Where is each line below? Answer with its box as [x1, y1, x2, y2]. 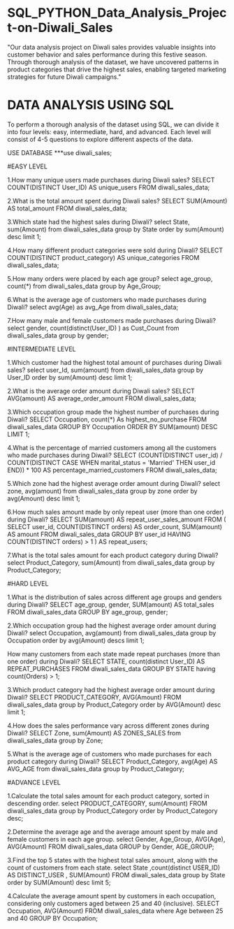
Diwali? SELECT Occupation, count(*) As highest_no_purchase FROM [7, 415, 207, 424]
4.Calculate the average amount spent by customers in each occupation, [7, 891, 217, 900]
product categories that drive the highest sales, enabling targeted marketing [7, 65, 227, 73]
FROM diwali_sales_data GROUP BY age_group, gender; [7, 607, 168, 616]
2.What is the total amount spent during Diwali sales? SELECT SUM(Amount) [7, 196, 228, 205]
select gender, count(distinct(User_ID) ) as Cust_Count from [7, 324, 180, 332]
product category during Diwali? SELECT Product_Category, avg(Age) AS [7, 757, 218, 765]
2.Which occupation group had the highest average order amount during [7, 621, 217, 630]
